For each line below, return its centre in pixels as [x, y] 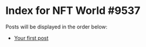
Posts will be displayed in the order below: [57, 27]
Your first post [31, 38]
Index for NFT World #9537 [73, 11]
